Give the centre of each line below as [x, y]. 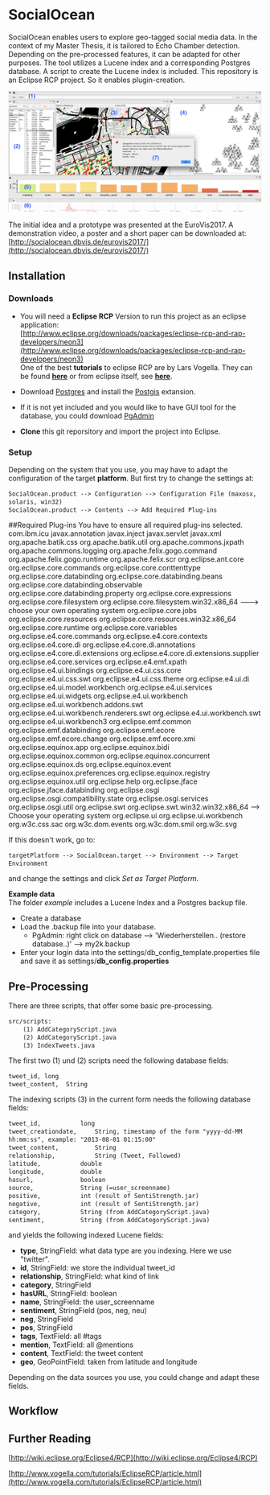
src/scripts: [30, 1021]
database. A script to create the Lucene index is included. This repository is [133, 71]
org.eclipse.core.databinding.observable [76, 585]
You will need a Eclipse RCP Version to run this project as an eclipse [133, 316]
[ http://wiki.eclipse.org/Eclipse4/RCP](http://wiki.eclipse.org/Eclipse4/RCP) [133, 1458]
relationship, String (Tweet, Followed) [95, 1155]
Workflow [33, 1411]
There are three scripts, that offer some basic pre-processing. [111, 1005]
